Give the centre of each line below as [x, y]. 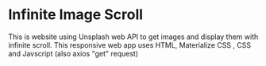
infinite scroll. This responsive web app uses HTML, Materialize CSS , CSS [130, 45]
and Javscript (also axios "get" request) [73, 53]
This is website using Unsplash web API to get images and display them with [133, 37]
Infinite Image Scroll [76, 15]
